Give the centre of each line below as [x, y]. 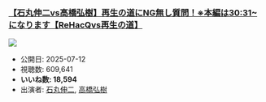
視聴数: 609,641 [46, 70]
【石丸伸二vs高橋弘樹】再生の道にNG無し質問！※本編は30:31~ [133, 12]
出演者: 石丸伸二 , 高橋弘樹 [63, 90]
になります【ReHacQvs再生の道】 [76, 24]
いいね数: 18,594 [48, 79]
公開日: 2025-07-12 [53, 59]
